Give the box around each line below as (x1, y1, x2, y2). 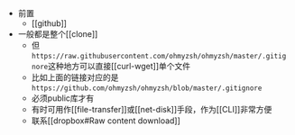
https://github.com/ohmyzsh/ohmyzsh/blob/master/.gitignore (31, 84, 263, 93)
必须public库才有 (31, 93, 95, 103)
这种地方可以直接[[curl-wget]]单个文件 (48, 61, 191, 71)
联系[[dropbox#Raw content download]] (31, 115, 180, 126)
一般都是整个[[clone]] (17, 29, 98, 39)
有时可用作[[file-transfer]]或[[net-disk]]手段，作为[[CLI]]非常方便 (31, 104, 272, 114)
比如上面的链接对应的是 (31, 72, 119, 83)
